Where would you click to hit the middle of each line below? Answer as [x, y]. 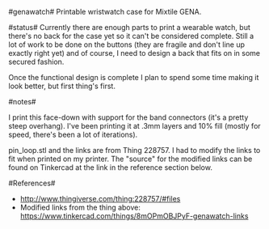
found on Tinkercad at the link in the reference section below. [110, 168]
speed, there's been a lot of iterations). [73, 134]
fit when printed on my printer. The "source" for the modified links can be [130, 159]
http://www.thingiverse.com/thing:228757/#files [100, 199]
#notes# [22, 102]
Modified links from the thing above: [80, 207]
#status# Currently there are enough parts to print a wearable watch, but [129, 27]
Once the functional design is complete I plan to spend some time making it [134, 77]
